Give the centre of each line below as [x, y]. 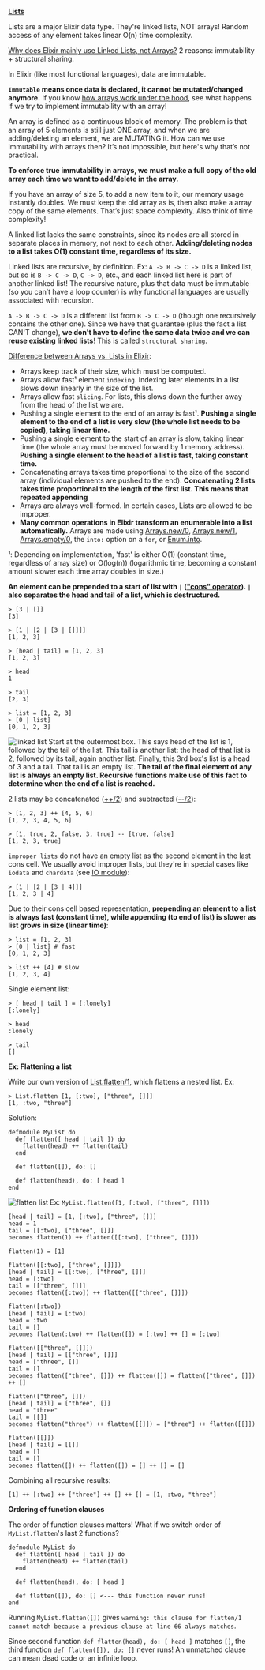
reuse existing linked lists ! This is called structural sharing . [108, 340]
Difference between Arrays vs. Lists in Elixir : [80, 356]
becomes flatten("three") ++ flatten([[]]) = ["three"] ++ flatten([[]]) [132, 1424]
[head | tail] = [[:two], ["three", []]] [77, 1272]
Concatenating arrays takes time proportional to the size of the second [134, 472]
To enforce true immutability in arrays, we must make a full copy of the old [132, 170]
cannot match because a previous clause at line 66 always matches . [122, 1626]
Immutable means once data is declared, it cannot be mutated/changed [126, 89]
